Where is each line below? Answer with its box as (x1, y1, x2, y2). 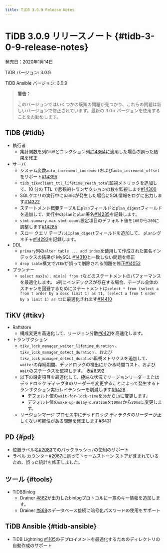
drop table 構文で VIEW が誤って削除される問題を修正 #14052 (19, 260, 141, 266)
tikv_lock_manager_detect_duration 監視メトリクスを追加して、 (19, 355, 151, 361)
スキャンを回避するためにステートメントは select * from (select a (19, 286, 159, 292)
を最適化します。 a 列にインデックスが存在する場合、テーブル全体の (19, 279, 159, 286)
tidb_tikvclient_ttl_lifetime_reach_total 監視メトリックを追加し (19, 180, 158, 186)
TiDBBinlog (12, 489, 36, 495)
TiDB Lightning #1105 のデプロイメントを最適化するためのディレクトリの (12, 536, 161, 542)
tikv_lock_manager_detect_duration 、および (19, 349, 113, 355)
